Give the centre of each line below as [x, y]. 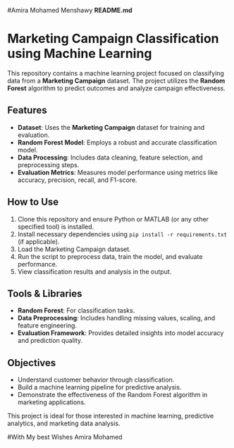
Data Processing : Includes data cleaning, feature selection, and [110, 157]
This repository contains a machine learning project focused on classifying [116, 73]
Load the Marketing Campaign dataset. [74, 249]
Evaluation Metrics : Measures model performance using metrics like [118, 172]
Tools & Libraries [45, 293]
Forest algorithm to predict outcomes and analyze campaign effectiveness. [116, 88]
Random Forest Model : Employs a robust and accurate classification [117, 142]
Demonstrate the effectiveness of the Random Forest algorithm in [112, 395]
